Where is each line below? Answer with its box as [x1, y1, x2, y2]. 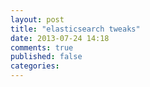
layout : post [10, 14, 65, 25]
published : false [10, 52, 83, 62]
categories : [10, 61, 60, 71]
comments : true [10, 42, 74, 53]
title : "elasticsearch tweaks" [10, 24, 141, 34]
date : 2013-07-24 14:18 [10, 33, 110, 43]
